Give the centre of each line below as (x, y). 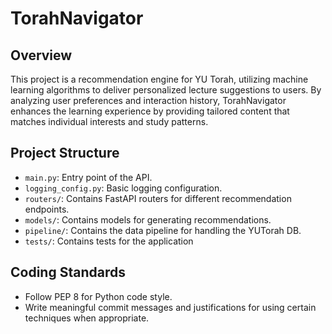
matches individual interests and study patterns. (109, 121)
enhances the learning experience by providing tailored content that (150, 111)
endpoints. (47, 209)
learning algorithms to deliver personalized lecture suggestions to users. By (166, 90)
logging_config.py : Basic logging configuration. (123, 188)
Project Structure (65, 153)
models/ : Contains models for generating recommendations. (148, 219)
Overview (41, 55)
